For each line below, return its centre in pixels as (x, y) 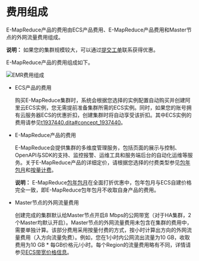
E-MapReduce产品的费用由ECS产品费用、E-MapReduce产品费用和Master (97, 30)
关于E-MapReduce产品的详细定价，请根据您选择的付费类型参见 (102, 162)
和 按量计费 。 (41, 170)
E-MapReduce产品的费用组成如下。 (50, 62)
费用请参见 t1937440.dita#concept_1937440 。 (70, 122)
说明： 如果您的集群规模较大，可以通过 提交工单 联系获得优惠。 (82, 50)
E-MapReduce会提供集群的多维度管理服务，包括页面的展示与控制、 (97, 147)
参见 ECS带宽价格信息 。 (43, 252)
